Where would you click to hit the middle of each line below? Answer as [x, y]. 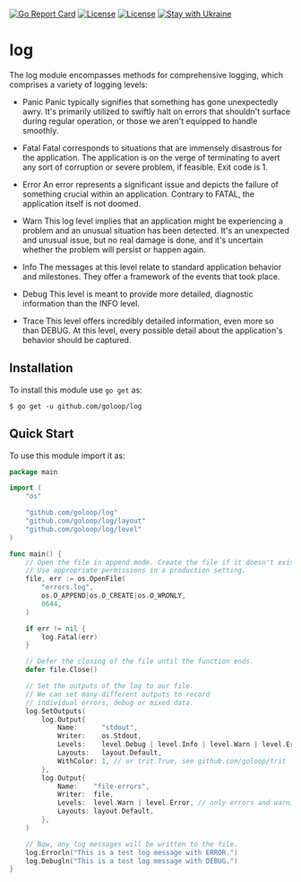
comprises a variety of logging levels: [78, 84]
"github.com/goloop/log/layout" [86, 521]
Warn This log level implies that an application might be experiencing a [153, 221]
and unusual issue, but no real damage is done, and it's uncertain [143, 240]
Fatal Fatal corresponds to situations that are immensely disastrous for [152, 147]
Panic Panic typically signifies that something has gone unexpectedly [150, 101]
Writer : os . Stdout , [99, 736]
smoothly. [40, 130]
